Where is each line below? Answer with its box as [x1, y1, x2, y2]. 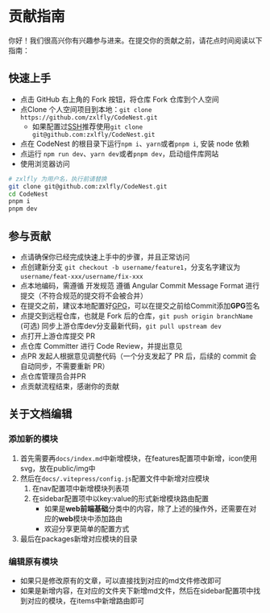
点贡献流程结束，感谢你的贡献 [19, 381, 119, 391]
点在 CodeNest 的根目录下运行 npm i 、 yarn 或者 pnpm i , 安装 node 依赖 [19, 139, 250, 148]
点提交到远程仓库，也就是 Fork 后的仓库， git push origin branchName [19, 311, 254, 321]
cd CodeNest [8, 190, 48, 198]
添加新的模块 [8, 433, 59, 445]
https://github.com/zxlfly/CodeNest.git [19, 114, 158, 122]
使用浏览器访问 [19, 159, 70, 168]
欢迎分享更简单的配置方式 [44, 524, 130, 533]
